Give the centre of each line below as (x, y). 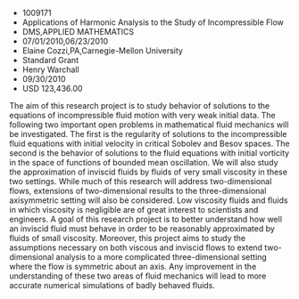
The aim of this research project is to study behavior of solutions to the (140, 105)
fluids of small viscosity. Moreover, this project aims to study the (128, 238)
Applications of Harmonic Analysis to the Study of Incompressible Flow (153, 22)
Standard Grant (50, 60)
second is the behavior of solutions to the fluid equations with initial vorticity (149, 153)
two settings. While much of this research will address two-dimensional (141, 181)
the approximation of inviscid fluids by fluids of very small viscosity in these (149, 172)
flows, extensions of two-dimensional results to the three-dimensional (138, 191)
